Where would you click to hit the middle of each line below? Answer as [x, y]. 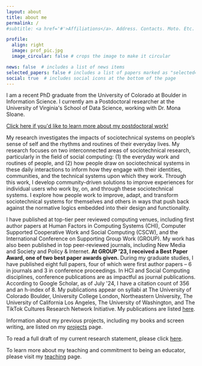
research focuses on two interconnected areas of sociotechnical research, [99, 150]
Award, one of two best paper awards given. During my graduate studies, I [100, 258]
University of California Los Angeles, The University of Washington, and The [101, 303]
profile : [17, 40]
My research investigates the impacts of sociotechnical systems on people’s [101, 138]
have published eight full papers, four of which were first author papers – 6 [99, 264]
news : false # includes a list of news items [66, 67]
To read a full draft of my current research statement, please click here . [95, 339]
